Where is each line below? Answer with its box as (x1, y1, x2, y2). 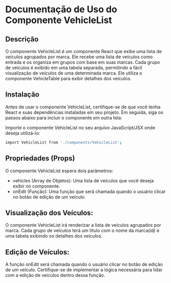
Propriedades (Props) (5, 154, 75, 163)
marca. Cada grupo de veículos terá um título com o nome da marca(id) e (5, 227, 160, 233)
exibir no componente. (12, 183, 60, 189)
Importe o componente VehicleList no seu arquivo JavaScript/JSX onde (5, 124, 156, 131)
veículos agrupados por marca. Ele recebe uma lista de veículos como (5, 54, 153, 60)
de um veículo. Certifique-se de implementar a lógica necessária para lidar (5, 267, 163, 273)
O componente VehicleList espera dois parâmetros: (5, 168, 113, 174)
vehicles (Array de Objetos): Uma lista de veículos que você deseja (12, 177, 154, 183)
